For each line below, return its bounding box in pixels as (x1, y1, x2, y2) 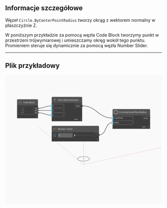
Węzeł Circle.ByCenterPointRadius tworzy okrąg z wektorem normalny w (5, 17, 156, 23)
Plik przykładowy (5, 61, 60, 70)
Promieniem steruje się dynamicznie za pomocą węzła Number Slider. (5, 42, 148, 49)
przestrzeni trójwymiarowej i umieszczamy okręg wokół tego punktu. (5, 37, 146, 43)
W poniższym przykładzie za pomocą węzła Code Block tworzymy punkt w (5, 32, 159, 38)
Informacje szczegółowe (5, 4, 83, 12)
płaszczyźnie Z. (5, 22, 37, 28)
